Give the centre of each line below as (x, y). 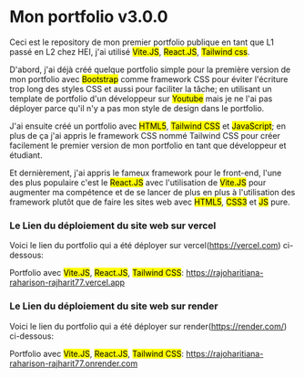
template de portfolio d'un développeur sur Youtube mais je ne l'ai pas (141, 99)
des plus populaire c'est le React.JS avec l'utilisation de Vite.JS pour (138, 182)
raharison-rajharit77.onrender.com (74, 363)
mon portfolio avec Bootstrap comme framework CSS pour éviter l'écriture (149, 79)
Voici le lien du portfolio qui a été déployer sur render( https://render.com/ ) (148, 326)
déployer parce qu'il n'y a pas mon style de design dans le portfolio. (137, 108)
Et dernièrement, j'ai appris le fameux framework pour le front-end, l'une (146, 173)
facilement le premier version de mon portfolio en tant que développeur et (148, 145)
